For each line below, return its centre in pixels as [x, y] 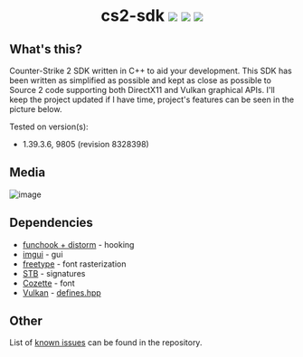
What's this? [46, 49]
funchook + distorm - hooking [78, 244]
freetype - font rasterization [74, 264]
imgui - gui [43, 254]
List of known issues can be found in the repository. [106, 343]
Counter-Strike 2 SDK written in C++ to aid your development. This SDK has [151, 70]
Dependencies [51, 223]
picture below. [36, 109]
